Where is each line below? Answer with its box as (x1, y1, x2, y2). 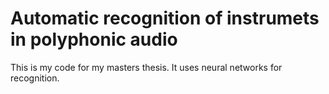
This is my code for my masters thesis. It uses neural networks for (10, 61, 283, 73)
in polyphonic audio (10, 28, 178, 51)
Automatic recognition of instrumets (10, 7, 320, 30)
